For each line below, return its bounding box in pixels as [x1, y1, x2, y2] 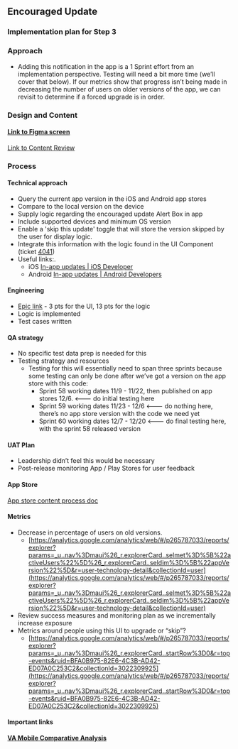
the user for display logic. [17, 232, 92, 241]
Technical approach [7, 179, 67, 187]
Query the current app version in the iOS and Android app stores [17, 195, 207, 203]
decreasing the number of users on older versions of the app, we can [17, 84, 222, 93]
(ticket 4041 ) [17, 247, 55, 256]
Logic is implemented [17, 310, 81, 318]
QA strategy [7, 333, 44, 341]
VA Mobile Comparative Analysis [7, 734, 107, 743]
